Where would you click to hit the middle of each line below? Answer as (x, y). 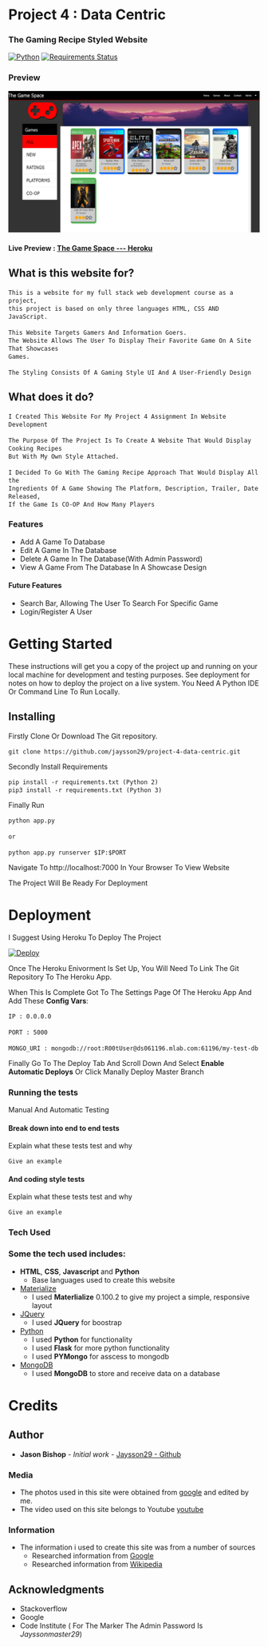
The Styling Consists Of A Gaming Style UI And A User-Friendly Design (130, 372)
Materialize (38, 1288)
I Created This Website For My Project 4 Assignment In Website (117, 416)
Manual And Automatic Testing (59, 1109)
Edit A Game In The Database (68, 550)
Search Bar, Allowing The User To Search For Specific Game (119, 603)
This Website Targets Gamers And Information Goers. (98, 332)
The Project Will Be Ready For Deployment (78, 883)
